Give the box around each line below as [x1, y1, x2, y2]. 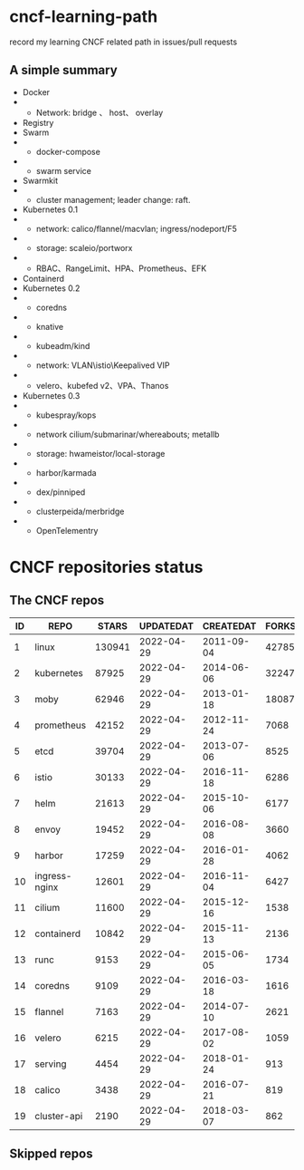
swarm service [35, 165, 92, 176]
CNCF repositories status [9, 556, 204, 577]
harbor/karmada [35, 467, 97, 478]
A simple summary [9, 63, 118, 78]
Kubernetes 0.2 [22, 283, 81, 294]
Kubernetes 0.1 [22, 204, 79, 215]
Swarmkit [22, 175, 59, 186]
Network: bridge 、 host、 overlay [35, 107, 164, 118]
